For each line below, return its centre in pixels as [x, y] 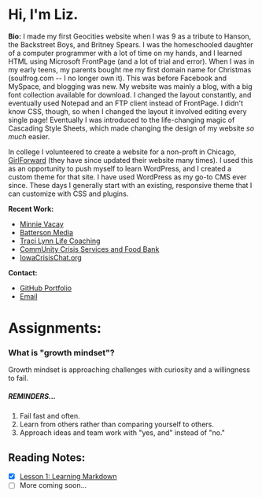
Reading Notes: [47, 457]
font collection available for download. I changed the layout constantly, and [130, 94]
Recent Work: [31, 208]
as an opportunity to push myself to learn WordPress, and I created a [120, 168]
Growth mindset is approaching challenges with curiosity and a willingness [129, 370]
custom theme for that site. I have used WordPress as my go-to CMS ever [127, 177]
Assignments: [55, 328]
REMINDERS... [32, 397]
